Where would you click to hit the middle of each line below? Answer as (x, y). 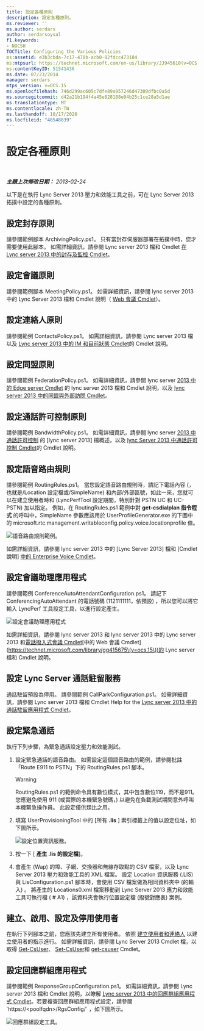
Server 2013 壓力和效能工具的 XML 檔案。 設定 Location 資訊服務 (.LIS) (104, 874)
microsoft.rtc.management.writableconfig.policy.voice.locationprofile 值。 (106, 523)
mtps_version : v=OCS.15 (37, 86)
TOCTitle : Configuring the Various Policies (64, 52)
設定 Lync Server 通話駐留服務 (63, 679)
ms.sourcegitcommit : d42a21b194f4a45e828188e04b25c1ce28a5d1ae (88, 97)
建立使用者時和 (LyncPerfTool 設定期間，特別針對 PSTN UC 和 (94, 500)
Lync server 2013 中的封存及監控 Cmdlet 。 (60, 254)
